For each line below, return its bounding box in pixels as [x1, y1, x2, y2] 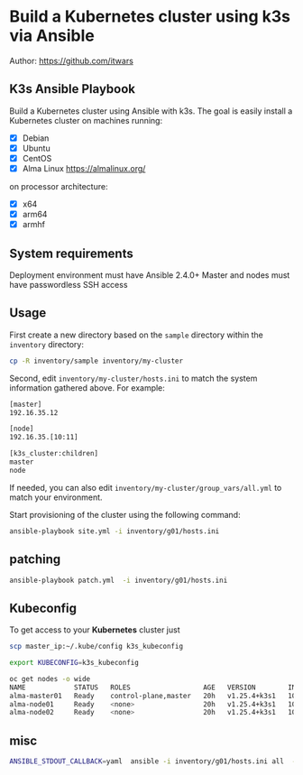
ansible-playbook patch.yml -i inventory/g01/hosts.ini [9, 576, 228, 585]
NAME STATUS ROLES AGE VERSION [9, 683, 256, 692]
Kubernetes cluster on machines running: [9, 115, 163, 125]
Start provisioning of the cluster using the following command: [9, 509, 241, 520]
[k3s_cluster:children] [9, 449, 99, 458]
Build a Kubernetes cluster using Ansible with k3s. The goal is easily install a [9, 106, 293, 116]
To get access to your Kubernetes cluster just [9, 624, 180, 635]
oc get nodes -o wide [9, 674, 91, 683]
